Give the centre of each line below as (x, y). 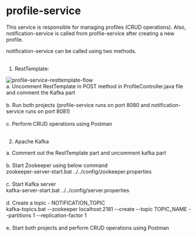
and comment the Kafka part (41, 92)
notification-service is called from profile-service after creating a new (90, 33)
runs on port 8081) (48, 111)
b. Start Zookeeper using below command (57, 165)
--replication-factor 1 (61, 215)
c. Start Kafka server (31, 184)
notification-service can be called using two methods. (71, 51)
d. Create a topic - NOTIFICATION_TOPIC (56, 203)
